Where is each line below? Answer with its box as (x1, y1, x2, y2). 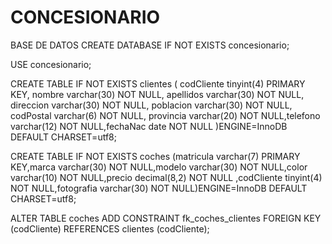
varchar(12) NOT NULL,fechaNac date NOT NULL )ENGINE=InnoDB (10, 120, 288, 132)
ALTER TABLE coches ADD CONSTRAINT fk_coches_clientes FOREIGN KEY (10, 212, 322, 224)
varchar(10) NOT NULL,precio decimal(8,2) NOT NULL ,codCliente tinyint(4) (10, 171, 323, 183)
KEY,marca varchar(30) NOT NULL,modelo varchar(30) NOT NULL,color (10, 161, 308, 173)
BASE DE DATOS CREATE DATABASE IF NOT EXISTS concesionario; (10, 39, 290, 51)
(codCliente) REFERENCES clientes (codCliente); (10, 222, 210, 235)
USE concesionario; (10, 58, 92, 70)
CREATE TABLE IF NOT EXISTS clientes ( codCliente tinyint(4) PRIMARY (10, 77, 306, 90)
